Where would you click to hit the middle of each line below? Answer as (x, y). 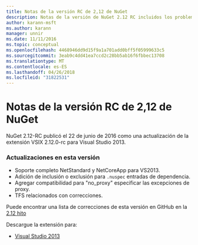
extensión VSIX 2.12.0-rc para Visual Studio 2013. (66, 142)
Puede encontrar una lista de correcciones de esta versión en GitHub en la (97, 207)
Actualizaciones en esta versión (53, 157)
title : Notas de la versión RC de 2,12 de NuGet (67, 12)
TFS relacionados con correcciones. (59, 195)
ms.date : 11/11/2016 (32, 39)
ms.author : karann (29, 28)
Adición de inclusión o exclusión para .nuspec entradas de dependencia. (102, 177)
